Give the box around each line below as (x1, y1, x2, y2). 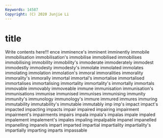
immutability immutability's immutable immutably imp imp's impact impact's (5, 101, 158, 107)
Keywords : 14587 (5, 7, 38, 12)
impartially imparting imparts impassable (5, 127, 87, 133)
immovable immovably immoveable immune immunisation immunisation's (5, 85, 154, 91)
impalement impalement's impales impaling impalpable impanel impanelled (5, 117, 157, 123)
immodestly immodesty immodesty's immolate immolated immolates (5, 65, 144, 71)
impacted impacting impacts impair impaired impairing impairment (5, 107, 139, 112)
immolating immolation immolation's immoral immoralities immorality (5, 70, 143, 76)
